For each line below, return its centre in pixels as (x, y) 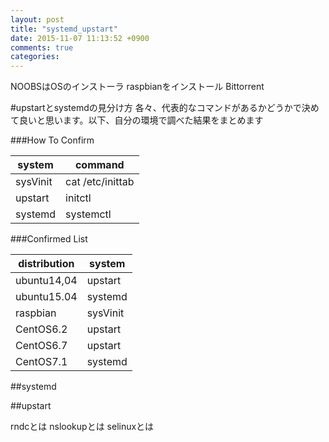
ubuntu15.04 (46, 297)
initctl (78, 198)
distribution (46, 264)
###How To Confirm (52, 140)
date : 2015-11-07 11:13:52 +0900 (80, 38)
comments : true (42, 47)
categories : (35, 57)
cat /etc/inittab (100, 182)
